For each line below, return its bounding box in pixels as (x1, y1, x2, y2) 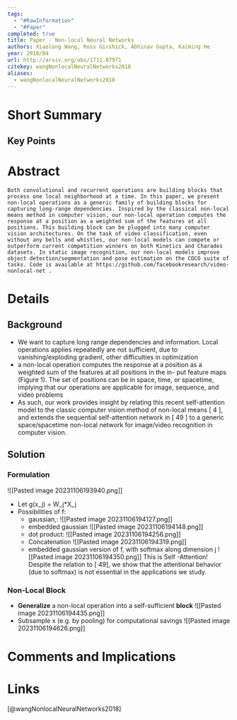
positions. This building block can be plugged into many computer (7, 224, 211, 231)
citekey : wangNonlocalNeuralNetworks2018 (7, 63, 132, 70)
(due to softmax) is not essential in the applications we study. (28, 568, 207, 576)
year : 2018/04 (7, 50, 50, 57)
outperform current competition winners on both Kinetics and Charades (7, 242, 223, 249)
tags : (7, 10, 23, 18)
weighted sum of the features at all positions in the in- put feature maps (17, 368, 226, 376)
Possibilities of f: (17, 507, 67, 516)
